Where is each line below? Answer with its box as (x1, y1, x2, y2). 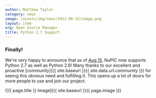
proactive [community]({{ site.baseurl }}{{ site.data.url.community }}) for (5, 68, 152, 73)
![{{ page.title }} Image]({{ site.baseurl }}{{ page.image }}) (5, 88, 121, 94)
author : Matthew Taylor (5, 7, 54, 12)
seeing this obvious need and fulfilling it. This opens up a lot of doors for (5, 73, 152, 79)
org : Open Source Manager (5, 25, 58, 30)
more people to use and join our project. (5, 78, 86, 84)
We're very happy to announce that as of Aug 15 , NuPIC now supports (5, 57, 146, 63)
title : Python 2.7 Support (5, 30, 60, 35)
